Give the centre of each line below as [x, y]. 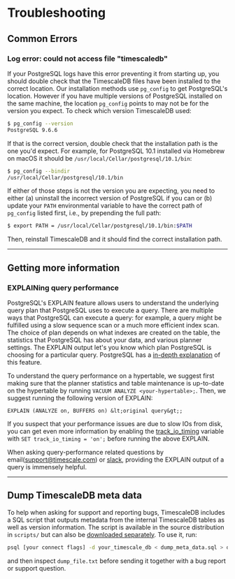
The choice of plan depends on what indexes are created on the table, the [114, 332]
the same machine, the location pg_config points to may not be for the [108, 103]
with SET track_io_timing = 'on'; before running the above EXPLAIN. [108, 439]
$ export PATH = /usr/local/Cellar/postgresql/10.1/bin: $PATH [100, 226]
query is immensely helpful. [47, 467]
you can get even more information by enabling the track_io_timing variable [116, 431]
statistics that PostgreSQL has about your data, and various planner [105, 339]
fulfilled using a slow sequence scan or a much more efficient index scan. [113, 325]
